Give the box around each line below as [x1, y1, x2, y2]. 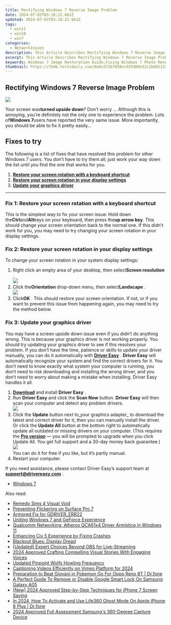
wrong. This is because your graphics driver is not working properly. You [5, 336, 158, 342]
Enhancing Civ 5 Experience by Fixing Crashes [12, 533, 111, 539]
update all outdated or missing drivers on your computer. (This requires [12, 427, 162, 433]
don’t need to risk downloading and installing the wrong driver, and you [5, 368, 155, 374]
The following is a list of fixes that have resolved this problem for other [5, 151, 153, 157]
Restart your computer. [12, 455, 61, 461]
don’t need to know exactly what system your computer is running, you [5, 363, 154, 369]
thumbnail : [5, 64, 28, 69]
